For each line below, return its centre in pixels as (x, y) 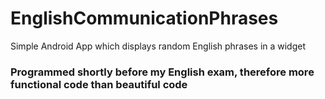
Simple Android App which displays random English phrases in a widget (158, 46)
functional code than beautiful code (99, 84)
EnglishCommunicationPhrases (144, 18)
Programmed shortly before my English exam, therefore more (162, 72)
